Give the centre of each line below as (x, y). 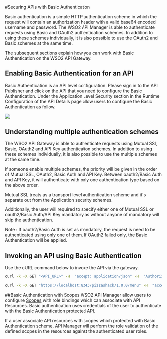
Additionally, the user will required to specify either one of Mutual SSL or (80, 209)
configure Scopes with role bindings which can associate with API (73, 300)
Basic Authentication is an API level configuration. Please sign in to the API (82, 85)
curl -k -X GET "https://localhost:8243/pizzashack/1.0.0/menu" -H (77, 286)
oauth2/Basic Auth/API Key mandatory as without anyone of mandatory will (82, 214)
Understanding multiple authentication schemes (82, 132)
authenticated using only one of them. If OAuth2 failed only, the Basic (76, 235)
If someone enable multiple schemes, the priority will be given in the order (81, 169)
